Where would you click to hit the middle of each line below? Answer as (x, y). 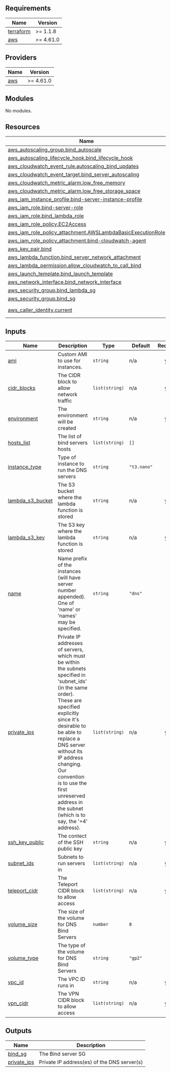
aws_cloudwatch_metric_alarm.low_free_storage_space (74, 191)
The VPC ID (72, 979)
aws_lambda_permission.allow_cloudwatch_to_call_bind (75, 266)
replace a (69, 739)
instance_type (25, 467)
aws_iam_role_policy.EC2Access (47, 224)
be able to (70, 732)
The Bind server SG (62, 1054)
